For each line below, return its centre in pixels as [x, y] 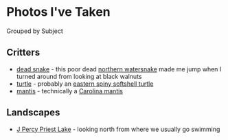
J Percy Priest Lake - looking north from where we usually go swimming [118, 129]
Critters [23, 52]
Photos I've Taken [58, 12]
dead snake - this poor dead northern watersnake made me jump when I [119, 69]
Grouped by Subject [35, 31]
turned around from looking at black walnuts [79, 76]
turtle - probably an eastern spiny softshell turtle [85, 84]
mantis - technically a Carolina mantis [70, 91]
